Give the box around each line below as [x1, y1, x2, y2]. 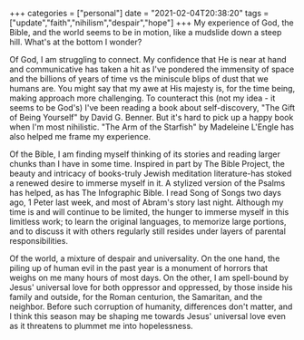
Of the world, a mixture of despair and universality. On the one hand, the [9, 253, 280, 264]
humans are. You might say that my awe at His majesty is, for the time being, [9, 83, 296, 93]
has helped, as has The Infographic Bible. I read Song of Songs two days [9, 188, 281, 198]
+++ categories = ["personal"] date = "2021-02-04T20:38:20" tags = [9, 8, 270, 18]
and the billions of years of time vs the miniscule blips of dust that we [9, 73, 270, 84]
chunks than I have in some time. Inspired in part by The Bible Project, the [9, 159, 286, 169]
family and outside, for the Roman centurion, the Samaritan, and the [9, 292, 263, 302]
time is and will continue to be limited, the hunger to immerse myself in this [9, 207, 289, 217]
